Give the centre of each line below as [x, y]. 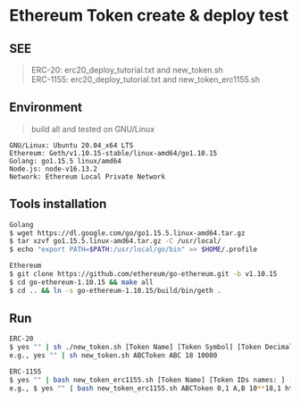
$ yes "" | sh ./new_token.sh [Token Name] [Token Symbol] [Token [135, 348]
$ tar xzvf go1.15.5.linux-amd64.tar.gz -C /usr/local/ [115, 241]
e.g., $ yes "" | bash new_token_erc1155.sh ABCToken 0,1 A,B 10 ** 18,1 [145, 388]
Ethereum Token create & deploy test [149, 16]
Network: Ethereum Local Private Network [87, 176]
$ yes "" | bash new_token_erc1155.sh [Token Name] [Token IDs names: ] [147, 380]
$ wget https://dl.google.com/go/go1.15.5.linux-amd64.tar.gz [127, 233]
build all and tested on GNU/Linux [93, 129]
